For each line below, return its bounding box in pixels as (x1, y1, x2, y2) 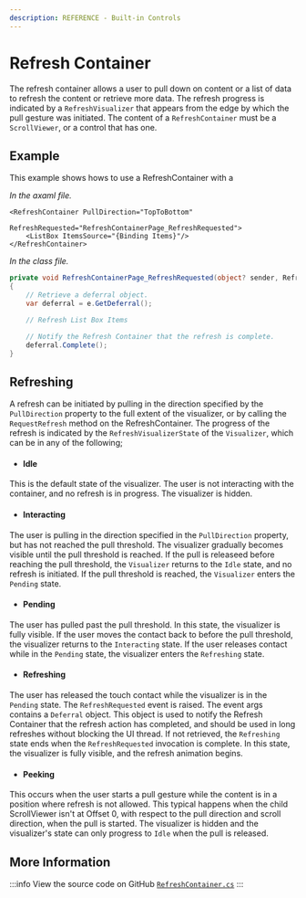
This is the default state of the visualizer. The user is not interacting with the (9, 479, 294, 490)
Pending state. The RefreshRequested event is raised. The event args (9, 700, 263, 710)
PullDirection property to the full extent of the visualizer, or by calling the (9, 408, 287, 419)
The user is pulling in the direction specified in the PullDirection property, (9, 529, 289, 540)
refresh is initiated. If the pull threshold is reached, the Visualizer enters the (9, 568, 296, 579)
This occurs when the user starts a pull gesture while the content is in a (9, 789, 278, 800)
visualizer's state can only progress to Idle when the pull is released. (9, 828, 269, 839)
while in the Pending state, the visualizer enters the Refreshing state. (9, 648, 265, 659)
